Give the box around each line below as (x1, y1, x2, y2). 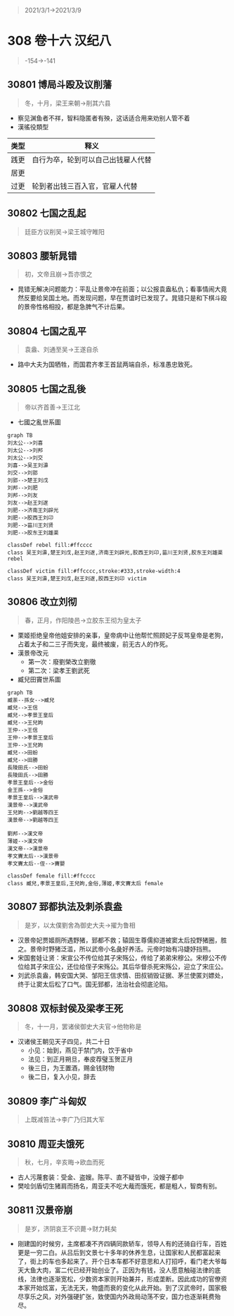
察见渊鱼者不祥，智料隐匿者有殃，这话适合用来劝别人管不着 (17, 113, 190, 122)
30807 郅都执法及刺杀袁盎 (7, 901, 123, 913)
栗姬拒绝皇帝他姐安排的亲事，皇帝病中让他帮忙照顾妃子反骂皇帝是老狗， (17, 631, 227, 639)
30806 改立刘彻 (7, 596, 77, 608)
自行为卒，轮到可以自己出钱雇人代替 (32, 154, 152, 164)
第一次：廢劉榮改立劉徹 (27, 657, 96, 665)
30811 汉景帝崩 (7, 1205, 73, 1217)
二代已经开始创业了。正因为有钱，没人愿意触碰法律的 (60, 1265, 215, 1274)
